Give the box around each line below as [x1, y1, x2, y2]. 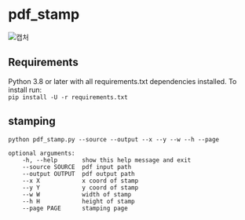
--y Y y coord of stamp [22, 183, 139, 192]
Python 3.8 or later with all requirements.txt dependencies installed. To [8, 76, 237, 86]
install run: [8, 85, 42, 94]
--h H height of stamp [22, 197, 135, 205]
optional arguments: [8, 149, 76, 157]
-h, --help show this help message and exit [22, 156, 192, 164]
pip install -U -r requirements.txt [8, 93, 128, 101]
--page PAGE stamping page [22, 204, 128, 212]
